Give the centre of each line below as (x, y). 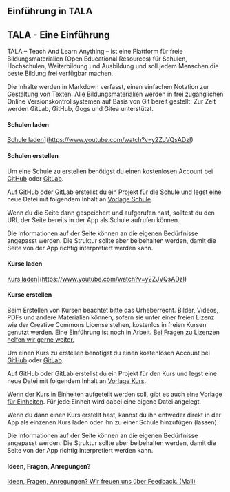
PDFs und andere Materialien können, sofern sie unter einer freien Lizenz (111, 317)
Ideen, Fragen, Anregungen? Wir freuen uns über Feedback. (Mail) (102, 482)
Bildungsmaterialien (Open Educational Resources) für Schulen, (97, 59)
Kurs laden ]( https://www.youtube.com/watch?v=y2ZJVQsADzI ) (97, 279)
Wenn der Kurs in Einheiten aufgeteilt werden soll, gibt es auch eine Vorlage (115, 394)
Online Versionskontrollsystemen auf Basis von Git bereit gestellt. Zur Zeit (112, 101)
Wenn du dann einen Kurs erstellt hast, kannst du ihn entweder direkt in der (114, 415)
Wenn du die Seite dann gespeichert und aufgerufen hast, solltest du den (111, 213)
